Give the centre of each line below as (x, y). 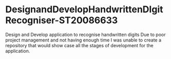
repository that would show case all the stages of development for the (79, 45)
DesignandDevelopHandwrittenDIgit (84, 9)
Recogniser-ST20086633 (62, 20)
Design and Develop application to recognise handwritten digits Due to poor (85, 34)
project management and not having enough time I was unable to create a (83, 40)
